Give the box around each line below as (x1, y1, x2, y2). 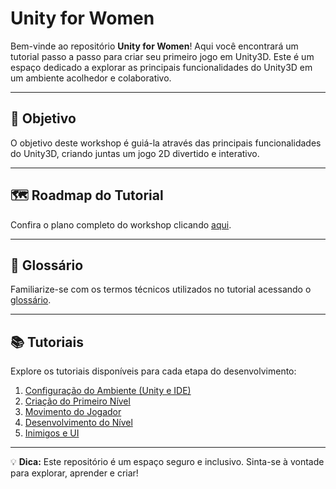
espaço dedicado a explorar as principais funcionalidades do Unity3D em (10, 61, 313, 73)
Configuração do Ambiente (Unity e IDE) (24, 385, 192, 397)
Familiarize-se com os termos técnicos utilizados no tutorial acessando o (10, 283, 312, 296)
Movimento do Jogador (24, 406, 122, 418)
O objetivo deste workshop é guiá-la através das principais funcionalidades (10, 137, 322, 149)
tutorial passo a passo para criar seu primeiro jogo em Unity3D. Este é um (10, 50, 315, 62)
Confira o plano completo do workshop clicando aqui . (10, 218, 232, 231)
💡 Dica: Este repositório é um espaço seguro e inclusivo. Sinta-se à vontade (10, 456, 325, 468)
